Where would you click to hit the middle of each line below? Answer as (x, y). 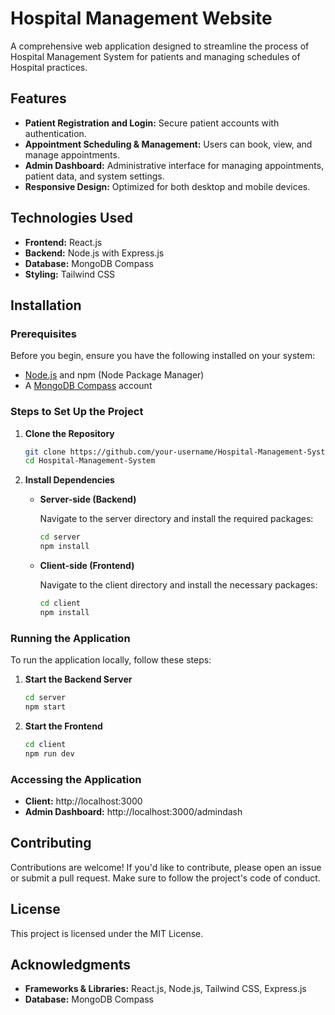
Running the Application (70, 638)
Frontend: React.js (63, 242)
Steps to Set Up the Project (77, 412)
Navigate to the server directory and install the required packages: (176, 519)
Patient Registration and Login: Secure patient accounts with (152, 123)
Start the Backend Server (78, 679)
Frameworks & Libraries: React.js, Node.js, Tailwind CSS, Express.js (165, 989)
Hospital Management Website (141, 18)
